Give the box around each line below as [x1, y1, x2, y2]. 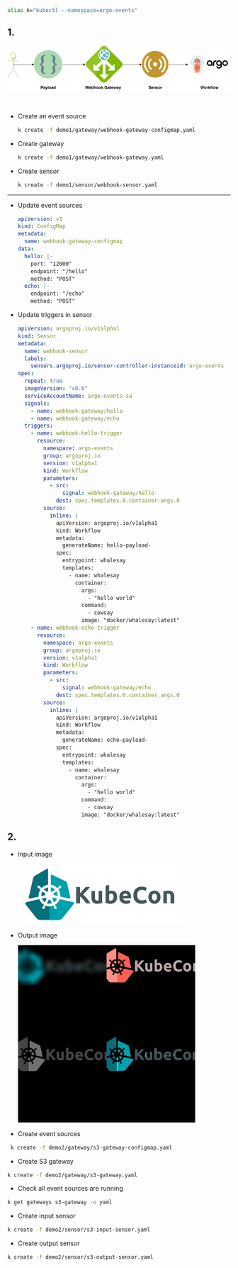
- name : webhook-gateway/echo [30, 415, 120, 422]
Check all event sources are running [17, 1184, 124, 1193]
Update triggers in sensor [17, 311, 93, 319]
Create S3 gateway [17, 1157, 74, 1165]
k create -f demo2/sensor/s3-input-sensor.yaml [7, 1226, 151, 1233]
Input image [17, 850, 53, 858]
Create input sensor [17, 1212, 76, 1220]
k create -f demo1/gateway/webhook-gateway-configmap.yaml [17, 126, 196, 133]
